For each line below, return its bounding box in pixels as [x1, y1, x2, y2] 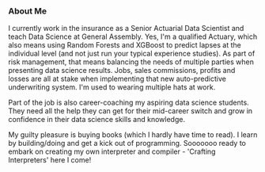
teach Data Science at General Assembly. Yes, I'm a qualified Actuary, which [8, 32, 258, 41]
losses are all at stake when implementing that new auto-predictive [8, 74, 227, 84]
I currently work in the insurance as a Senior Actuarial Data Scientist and [8, 24, 244, 33]
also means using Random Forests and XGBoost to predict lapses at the [8, 40, 241, 50]
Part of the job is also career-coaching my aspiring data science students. [8, 97, 249, 108]
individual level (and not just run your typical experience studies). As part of [8, 49, 256, 59]
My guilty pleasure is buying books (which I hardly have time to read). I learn [8, 130, 258, 140]
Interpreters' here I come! [8, 155, 92, 165]
